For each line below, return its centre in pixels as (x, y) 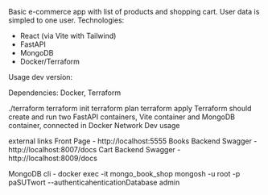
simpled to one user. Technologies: (66, 20)
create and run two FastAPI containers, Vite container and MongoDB (122, 117)
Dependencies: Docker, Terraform (65, 93)
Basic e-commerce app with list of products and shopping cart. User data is (134, 12)
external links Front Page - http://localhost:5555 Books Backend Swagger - (133, 141)
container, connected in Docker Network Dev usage (94, 125)
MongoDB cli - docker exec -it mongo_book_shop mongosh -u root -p (124, 174)
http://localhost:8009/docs (53, 158)
